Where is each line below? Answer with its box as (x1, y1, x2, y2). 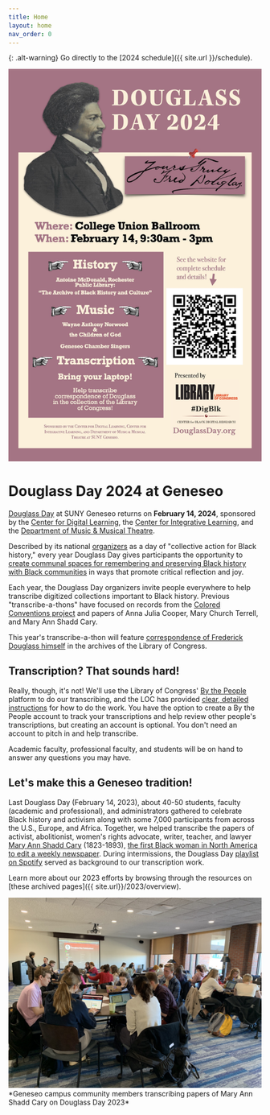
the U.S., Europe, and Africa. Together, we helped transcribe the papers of (8, 823, 255, 832)
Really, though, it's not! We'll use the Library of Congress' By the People (8, 685, 247, 696)
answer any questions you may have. (8, 753, 131, 762)
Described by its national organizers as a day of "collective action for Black (8, 541, 257, 551)
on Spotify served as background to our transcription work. (8, 857, 205, 867)
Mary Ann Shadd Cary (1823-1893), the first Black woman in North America (8, 840, 258, 849)
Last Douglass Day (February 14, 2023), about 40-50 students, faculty (8, 797, 241, 807)
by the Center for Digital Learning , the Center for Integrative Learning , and (8, 517, 254, 527)
